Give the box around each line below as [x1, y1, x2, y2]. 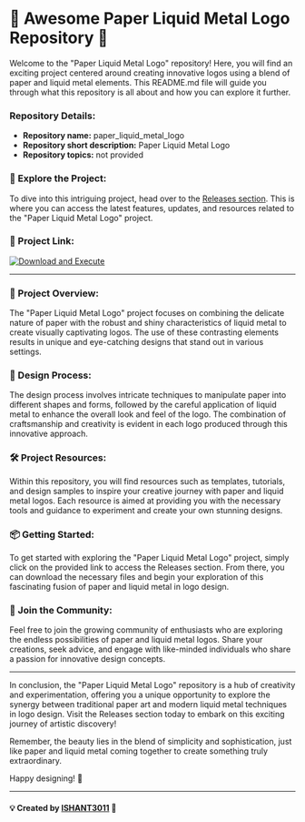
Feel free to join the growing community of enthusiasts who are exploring [9, 624, 283, 635]
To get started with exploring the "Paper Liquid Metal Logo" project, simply [9, 553, 290, 563]
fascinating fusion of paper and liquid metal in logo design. [9, 582, 230, 593]
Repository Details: [9, 109, 96, 122]
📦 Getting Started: [9, 528, 95, 541]
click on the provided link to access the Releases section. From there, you [9, 562, 285, 573]
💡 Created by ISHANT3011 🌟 [9, 802, 117, 813]
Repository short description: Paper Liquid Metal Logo [22, 140, 231, 151]
